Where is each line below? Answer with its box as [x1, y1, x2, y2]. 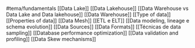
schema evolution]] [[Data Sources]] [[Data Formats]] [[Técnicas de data [6, 23, 181, 30]
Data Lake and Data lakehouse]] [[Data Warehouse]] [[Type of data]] [6, 11, 171, 18]
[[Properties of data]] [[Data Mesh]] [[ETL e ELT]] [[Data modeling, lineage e [6, 17, 190, 24]
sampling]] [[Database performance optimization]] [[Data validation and [6, 29, 179, 36]
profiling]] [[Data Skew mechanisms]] [6, 36, 96, 42]
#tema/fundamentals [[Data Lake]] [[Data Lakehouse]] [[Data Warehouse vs [6, 5, 189, 12]
